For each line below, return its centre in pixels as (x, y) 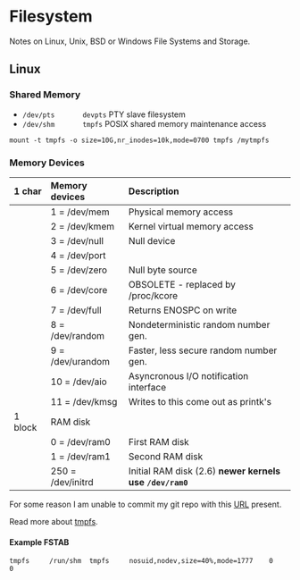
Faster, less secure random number (203, 350)
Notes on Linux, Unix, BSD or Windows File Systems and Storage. (130, 41)
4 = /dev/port (78, 255)
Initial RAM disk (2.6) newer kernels (204, 471)
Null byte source (163, 270)
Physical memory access (181, 212)
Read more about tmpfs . (54, 521)
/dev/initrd (72, 482)
